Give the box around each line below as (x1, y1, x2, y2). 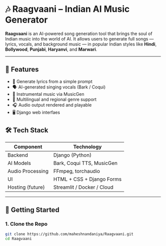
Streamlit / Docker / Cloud (53, 184, 114, 191)
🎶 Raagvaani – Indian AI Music (5, 3, 130, 15)
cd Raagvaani (5, 236, 32, 242)
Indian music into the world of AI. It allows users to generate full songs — (5, 36, 154, 41)
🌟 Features (5, 65, 39, 74)
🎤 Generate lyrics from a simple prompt (12, 78, 93, 84)
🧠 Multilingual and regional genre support (12, 96, 97, 102)
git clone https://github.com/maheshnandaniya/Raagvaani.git (5, 232, 134, 237)
